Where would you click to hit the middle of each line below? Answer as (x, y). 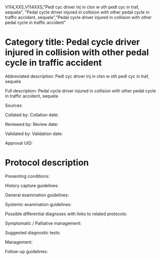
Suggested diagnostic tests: (33, 232)
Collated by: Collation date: (32, 115)
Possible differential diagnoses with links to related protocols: (66, 214)
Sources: (14, 105)
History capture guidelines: (32, 185)
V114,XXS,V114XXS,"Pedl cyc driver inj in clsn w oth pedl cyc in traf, (72, 7)
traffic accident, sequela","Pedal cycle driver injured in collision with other (79, 17)
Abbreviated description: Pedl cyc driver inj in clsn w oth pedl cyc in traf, (77, 76)
